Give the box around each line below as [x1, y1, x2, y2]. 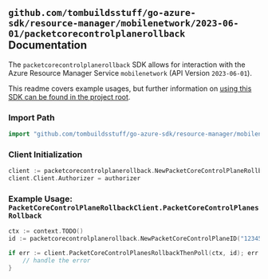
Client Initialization [8, 148, 83, 159]
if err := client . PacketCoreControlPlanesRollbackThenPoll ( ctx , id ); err [8, 250, 259, 257]
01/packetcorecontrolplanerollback [8, 28, 186, 40]
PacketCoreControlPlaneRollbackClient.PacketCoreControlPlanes [8, 203, 259, 212]
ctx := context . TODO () [8, 227, 84, 235]
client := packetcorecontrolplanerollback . [8, 167, 156, 175]
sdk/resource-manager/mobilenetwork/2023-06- [8, 18, 239, 29]
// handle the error [22, 256, 91, 265]
